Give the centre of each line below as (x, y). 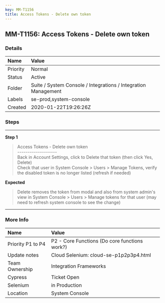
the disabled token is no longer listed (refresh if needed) (74, 173)
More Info (17, 220)
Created (17, 107)
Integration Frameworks (79, 266)
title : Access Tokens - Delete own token (48, 14)
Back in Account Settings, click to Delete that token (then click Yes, (85, 157)
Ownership (20, 269)
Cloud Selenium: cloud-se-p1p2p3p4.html (101, 255)
